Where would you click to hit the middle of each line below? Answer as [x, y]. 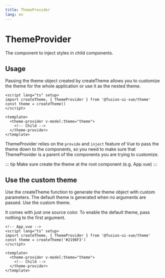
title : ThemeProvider [28, 10]
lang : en [14, 14]
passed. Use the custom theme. [38, 202]
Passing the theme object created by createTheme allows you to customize [82, 81]
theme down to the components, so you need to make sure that [70, 149]
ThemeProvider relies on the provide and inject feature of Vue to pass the [82, 144]
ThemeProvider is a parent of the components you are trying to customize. [82, 154]
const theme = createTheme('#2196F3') [45, 240]
